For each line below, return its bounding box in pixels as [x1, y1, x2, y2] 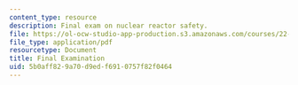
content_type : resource [9, 12, 98, 22]
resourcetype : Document [9, 46, 98, 55]
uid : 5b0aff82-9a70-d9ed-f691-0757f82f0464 [9, 63, 173, 72]
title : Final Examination [9, 54, 105, 63]
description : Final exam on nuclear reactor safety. [9, 21, 208, 30]
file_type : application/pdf [9, 37, 114, 47]
